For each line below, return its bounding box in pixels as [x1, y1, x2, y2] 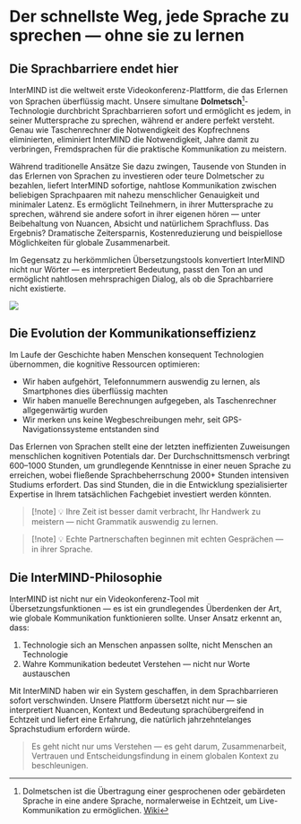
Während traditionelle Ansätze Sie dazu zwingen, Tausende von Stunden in [9, 160, 287, 171]
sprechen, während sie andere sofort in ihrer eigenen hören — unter [9, 208, 262, 219]
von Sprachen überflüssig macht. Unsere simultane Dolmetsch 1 [9, 94, 245, 107]
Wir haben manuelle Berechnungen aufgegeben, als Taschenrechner [21, 395, 277, 406]
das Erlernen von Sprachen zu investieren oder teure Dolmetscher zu [9, 170, 265, 181]
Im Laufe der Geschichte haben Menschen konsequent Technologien [9, 350, 264, 360]
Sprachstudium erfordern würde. [9, 724, 131, 734]
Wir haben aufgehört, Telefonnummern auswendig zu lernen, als [21, 377, 261, 387]
